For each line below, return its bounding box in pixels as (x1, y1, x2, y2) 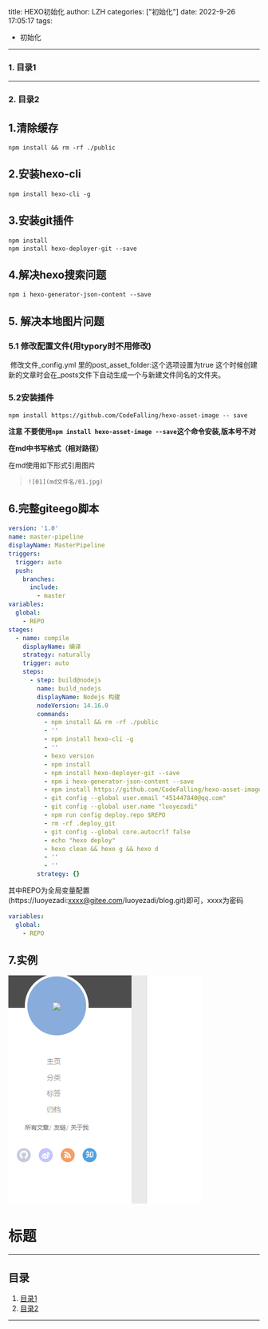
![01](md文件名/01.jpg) (27, 478, 104, 486)
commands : (37, 710, 69, 718)
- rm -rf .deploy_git (43, 819, 116, 827)
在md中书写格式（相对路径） (8, 444, 104, 453)
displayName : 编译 (22, 643, 81, 651)
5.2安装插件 (8, 392, 54, 404)
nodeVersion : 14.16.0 (37, 702, 109, 710)
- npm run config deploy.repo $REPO (43, 811, 166, 819)
